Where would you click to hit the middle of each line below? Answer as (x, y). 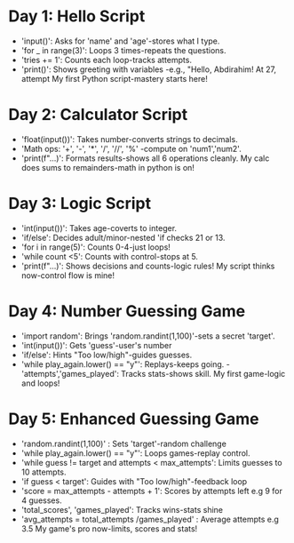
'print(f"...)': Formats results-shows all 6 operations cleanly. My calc (145, 158)
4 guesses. (42, 500)
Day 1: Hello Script (77, 16)
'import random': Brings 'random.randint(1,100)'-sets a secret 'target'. (148, 336)
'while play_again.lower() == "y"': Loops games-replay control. (135, 453)
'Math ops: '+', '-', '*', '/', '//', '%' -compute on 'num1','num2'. (131, 148)
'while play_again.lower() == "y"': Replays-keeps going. (123, 364)
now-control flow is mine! (68, 275)
